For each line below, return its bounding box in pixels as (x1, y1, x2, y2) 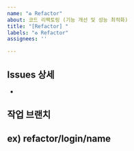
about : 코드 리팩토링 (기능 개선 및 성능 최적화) (7, 16, 129, 23)
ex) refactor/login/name (7, 132, 111, 144)
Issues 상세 (7, 69, 55, 80)
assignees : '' (7, 36, 48, 43)
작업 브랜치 (7, 109, 51, 121)
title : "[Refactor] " (7, 23, 69, 30)
